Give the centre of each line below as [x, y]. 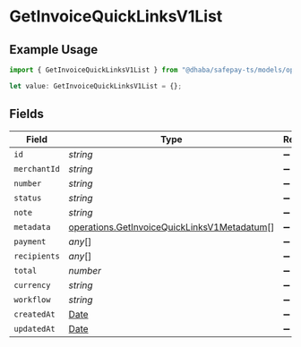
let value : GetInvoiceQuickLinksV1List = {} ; [95, 86]
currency [32, 285]
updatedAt [34, 329]
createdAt [34, 314]
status [28, 198]
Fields [27, 114]
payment [30, 241]
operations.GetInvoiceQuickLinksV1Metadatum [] [172, 227]
